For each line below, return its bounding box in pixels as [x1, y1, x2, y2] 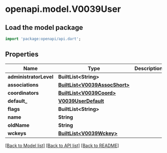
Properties [5, 50, 39, 59]
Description [134, 65, 163, 72]
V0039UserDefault [58, 97, 104, 104]
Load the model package [5, 23, 83, 32]
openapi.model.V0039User [5, 3, 121, 15]
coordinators [7, 89, 39, 96]
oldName [7, 122, 30, 129]
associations [7, 81, 39, 88]
